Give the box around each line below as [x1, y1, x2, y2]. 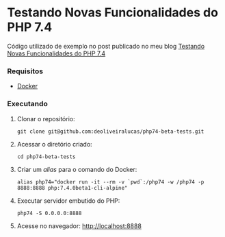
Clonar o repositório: [16, 114, 75, 123]
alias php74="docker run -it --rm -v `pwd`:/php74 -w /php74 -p [16, 178, 204, 186]
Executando [7, 99, 48, 109]
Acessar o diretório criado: [16, 140, 92, 148]
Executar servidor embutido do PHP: [16, 197, 120, 205]
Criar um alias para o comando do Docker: [16, 165, 137, 173]
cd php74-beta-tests [16, 153, 76, 160]
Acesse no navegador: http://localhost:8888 [16, 221, 142, 230]
